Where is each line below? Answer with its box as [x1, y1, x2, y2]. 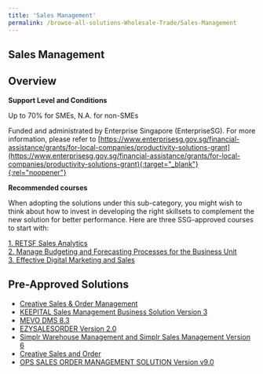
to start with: [8, 223, 49, 233]
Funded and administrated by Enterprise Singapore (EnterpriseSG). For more [8, 126, 256, 135]
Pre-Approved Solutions [8, 278, 130, 291]
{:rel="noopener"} [8, 167, 67, 177]
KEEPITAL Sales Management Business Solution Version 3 [19, 307, 208, 317]
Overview [8, 75, 57, 88]
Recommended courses [8, 182, 88, 192]
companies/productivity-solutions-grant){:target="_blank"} [8, 159, 199, 169]
